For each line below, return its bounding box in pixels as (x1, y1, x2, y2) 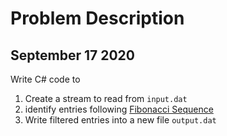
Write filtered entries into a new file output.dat (24, 114, 217, 126)
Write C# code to (10, 73, 81, 85)
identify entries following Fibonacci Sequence (24, 103, 214, 115)
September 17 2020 (10, 47, 135, 64)
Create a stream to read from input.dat (24, 93, 188, 104)
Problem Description (10, 7, 185, 30)
